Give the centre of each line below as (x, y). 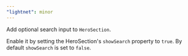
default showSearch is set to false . (49, 47)
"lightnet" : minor (30, 12)
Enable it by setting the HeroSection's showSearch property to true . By (94, 41)
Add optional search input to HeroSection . (59, 29)
